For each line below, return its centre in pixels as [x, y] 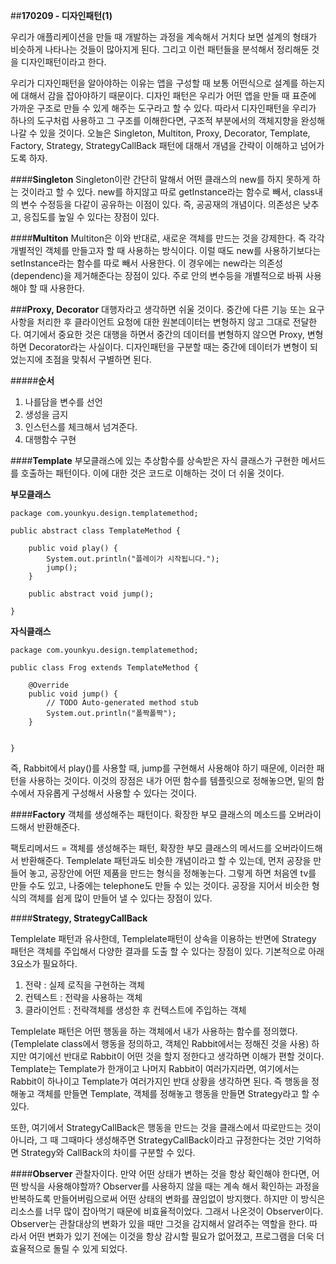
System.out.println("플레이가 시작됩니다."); [133, 559]
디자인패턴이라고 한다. [63, 62]
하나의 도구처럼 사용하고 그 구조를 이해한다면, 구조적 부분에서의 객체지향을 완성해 [168, 120]
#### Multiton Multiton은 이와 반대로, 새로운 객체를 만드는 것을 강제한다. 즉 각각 [167, 238]
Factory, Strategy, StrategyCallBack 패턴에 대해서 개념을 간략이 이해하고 [154, 145]
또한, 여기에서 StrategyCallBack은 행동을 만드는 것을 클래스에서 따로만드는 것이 [166, 1127]
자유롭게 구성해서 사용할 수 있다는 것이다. [117, 793]
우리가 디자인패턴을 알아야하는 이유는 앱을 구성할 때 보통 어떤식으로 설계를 [154, 83]
